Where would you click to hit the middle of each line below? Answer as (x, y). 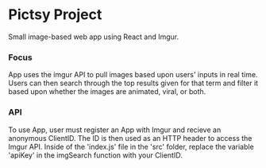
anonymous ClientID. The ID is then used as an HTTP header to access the (130, 138)
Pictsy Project (55, 15)
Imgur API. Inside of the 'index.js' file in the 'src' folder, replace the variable (131, 147)
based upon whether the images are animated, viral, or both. (107, 92)
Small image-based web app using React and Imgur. (94, 37)
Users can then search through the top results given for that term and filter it (133, 83)
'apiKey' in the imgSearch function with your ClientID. (95, 155)
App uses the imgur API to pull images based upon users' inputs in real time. (133, 75)
